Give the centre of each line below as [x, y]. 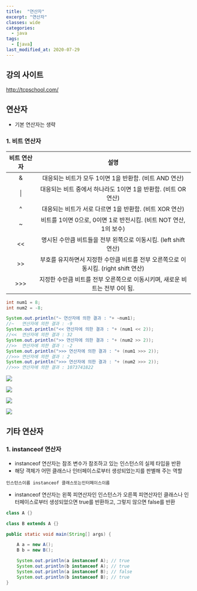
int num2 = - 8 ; [25, 308]
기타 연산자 [25, 431]
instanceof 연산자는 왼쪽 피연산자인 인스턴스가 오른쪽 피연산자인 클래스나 [98, 494]
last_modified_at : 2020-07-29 [43, 50]
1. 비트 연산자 [24, 141]
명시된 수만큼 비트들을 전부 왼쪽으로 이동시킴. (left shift [113, 239]
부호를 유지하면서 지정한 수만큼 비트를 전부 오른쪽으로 [110, 259]
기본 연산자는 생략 [35, 124]
